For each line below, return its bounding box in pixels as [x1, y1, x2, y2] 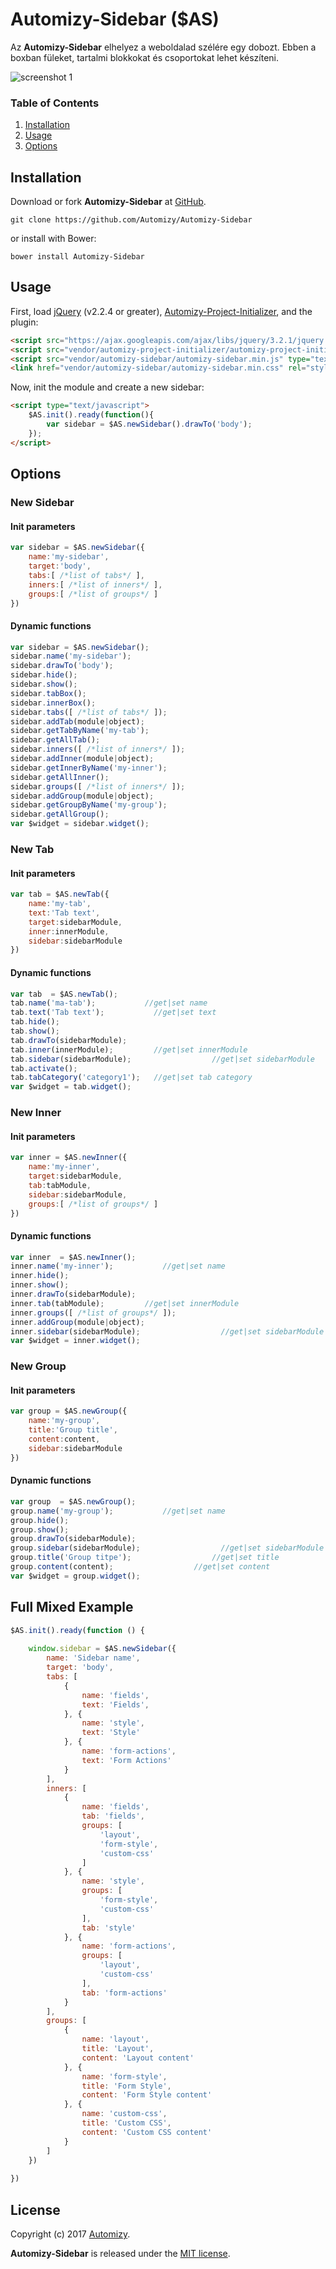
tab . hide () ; [10, 1017, 60, 1027]
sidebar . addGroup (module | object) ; [10, 791, 155, 801]
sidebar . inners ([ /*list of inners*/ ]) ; [10, 744, 186, 755]
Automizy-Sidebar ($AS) [10, 8, 220, 31]
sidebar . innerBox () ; [10, 698, 97, 708]
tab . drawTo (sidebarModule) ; [10, 1035, 128, 1045]
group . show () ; [10, 1524, 70, 1535]
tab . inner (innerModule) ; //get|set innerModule [10, 1044, 248, 1055]
